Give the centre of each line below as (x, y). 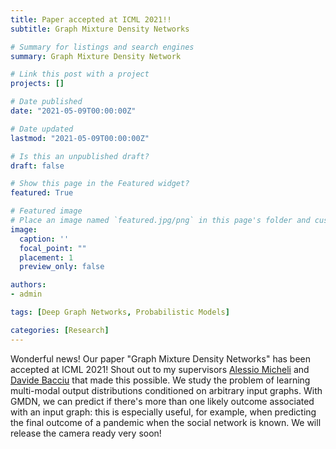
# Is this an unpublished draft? (80, 156)
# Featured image (46, 211)
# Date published (46, 102)
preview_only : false (62, 267)
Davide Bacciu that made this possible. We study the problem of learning (160, 380)
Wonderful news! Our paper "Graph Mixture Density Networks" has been (161, 358)
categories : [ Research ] (60, 330)
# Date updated (42, 129)
